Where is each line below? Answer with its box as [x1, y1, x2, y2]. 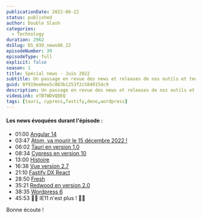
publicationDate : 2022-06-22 [6, 8, 79, 15]
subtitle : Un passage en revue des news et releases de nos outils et [6, 76, 187, 82]
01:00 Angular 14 [14, 130, 57, 137]
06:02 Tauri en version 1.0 [14, 143, 80, 151]
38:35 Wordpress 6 [14, 188, 63, 195]
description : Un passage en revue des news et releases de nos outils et [6, 87, 195, 93]
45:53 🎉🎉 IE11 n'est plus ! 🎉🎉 [14, 194, 86, 202]
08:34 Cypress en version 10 [14, 149, 87, 157]
